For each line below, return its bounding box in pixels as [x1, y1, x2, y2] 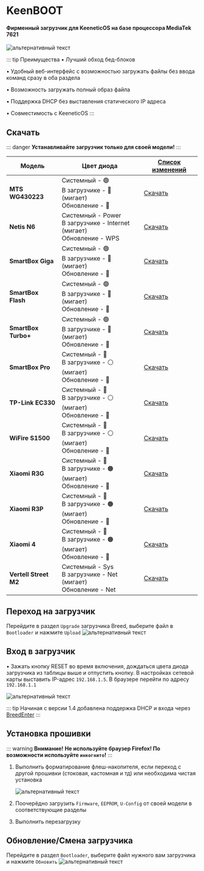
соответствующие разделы [15, 806, 87, 813]
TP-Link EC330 [9, 398, 56, 407]
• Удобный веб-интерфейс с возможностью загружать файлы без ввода [6, 68, 195, 75]
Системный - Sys [61, 563, 114, 571]
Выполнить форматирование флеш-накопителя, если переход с [15, 763, 182, 770]
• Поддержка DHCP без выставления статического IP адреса [6, 98, 166, 105]
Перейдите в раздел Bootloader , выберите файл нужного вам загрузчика [6, 852, 196, 859]
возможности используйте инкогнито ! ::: [6, 751, 113, 758]
